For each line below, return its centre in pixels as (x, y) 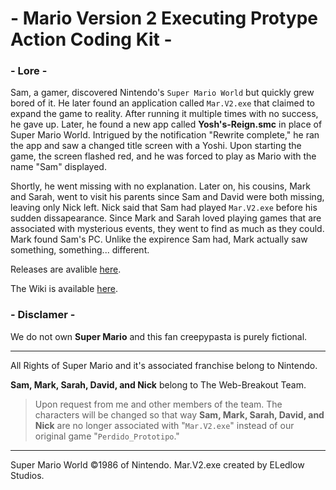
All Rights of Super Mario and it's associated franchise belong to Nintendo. (164, 365)
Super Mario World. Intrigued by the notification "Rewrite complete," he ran (165, 135)
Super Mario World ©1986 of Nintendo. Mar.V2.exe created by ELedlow (157, 464)
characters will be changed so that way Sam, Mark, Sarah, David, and (179, 414)
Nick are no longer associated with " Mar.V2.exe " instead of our (164, 425)
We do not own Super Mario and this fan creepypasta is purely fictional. (159, 336)
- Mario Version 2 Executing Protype (164, 18)
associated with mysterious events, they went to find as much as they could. (167, 229)
